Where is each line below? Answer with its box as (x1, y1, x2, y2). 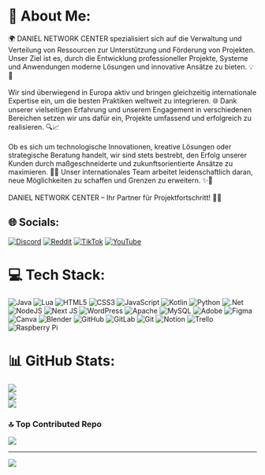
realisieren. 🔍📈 (8, 122, 60, 131)
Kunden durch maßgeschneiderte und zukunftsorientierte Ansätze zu (8, 158, 233, 168)
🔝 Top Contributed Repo (8, 418, 103, 429)
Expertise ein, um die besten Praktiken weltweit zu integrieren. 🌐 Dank (8, 96, 237, 105)
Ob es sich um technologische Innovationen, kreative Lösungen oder (8, 141, 232, 151)
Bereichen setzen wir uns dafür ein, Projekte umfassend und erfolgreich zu (8, 113, 252, 123)
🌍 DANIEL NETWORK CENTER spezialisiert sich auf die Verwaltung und (8, 33, 242, 43)
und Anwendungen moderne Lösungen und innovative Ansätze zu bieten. (8, 62, 247, 71)
